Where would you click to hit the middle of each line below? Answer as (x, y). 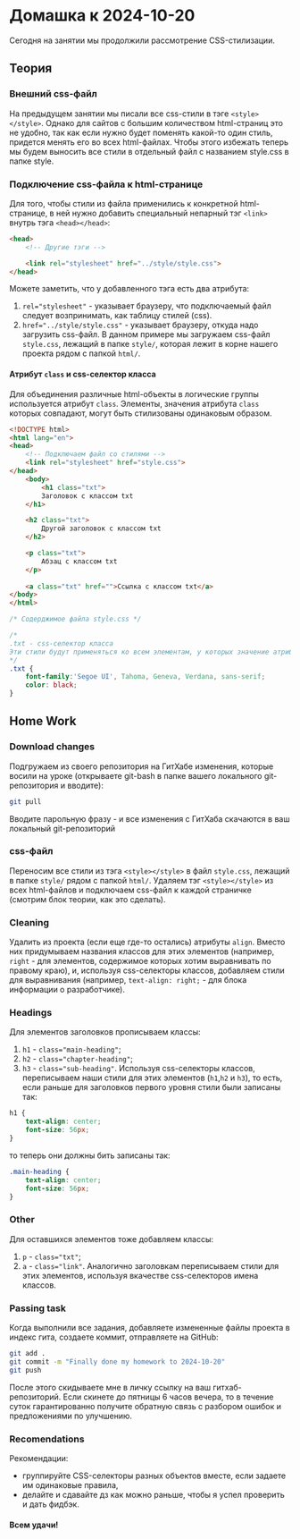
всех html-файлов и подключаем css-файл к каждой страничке (130, 890)
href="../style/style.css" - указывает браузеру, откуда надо (140, 325)
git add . (28, 1354)
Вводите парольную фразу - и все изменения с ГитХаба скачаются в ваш (150, 818)
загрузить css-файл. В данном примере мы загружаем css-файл (146, 334)
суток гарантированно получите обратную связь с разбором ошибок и (145, 1406)
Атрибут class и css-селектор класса (83, 374)
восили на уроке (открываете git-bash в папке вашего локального (136, 775)
